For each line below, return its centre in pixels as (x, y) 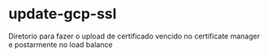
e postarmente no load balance (61, 44)
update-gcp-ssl (63, 14)
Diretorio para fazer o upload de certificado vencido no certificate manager (134, 36)
